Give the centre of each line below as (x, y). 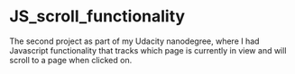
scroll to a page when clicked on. (71, 60)
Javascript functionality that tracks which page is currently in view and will (148, 50)
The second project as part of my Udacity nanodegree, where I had (134, 41)
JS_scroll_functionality (97, 16)
